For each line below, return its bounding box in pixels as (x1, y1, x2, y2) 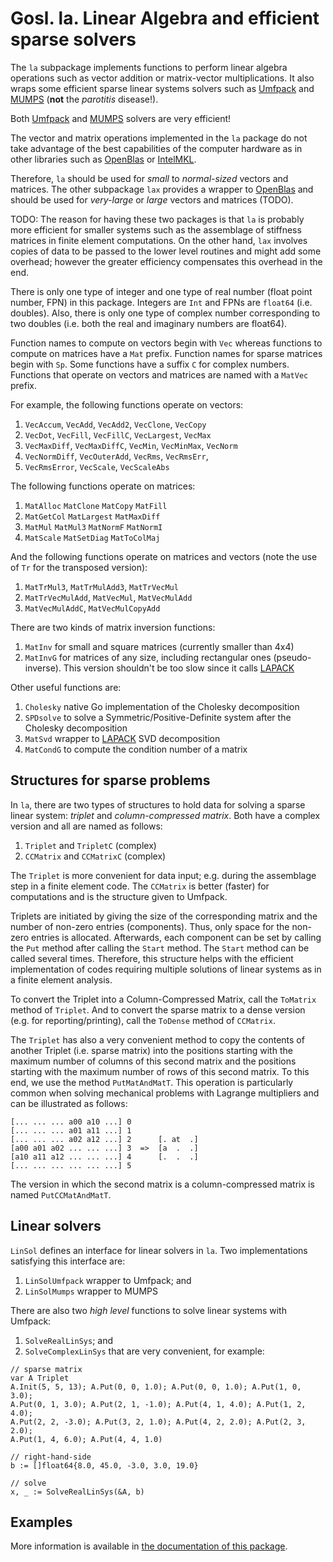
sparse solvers (10, 28, 137, 51)
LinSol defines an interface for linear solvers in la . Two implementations (10, 1244, 308, 1256)
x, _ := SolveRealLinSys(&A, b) (10, 1487, 145, 1497)
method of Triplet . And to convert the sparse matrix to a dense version (10, 1003, 306, 1016)
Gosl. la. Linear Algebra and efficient (10, 7, 320, 30)
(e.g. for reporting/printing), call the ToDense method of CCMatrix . (10, 1014, 276, 1026)
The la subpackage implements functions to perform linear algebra (10, 61, 288, 73)
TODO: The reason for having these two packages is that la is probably (10, 213, 305, 225)
